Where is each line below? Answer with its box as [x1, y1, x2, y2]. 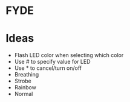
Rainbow [14, 84, 37, 91]
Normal [14, 90, 33, 98]
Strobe [14, 77, 31, 85]
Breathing [14, 71, 39, 78]
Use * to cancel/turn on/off [14, 64, 82, 72]
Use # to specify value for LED [14, 58, 91, 66]
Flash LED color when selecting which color [14, 52, 124, 59]
